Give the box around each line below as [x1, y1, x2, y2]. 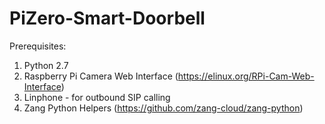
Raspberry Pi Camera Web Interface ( [23, 70, 179, 82]
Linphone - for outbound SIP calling [23, 91, 171, 103]
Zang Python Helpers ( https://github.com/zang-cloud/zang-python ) [23, 102, 304, 114]
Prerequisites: [9, 40, 67, 52]
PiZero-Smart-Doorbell [9, 7, 206, 30]
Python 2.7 [23, 59, 69, 71]
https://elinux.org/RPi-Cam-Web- [177, 70, 315, 82]
